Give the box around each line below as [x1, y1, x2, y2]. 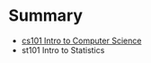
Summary [8, 5, 83, 26]
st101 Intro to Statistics [21, 44, 105, 55]
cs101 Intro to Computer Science [21, 35, 142, 46]
